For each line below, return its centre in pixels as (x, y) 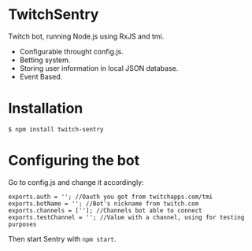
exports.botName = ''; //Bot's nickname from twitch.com (104, 203)
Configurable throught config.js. (71, 51)
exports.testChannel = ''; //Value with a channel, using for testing (126, 217)
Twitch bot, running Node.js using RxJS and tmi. (86, 36)
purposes (22, 224)
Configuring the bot (74, 161)
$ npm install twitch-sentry (56, 129)
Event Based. (41, 76)
